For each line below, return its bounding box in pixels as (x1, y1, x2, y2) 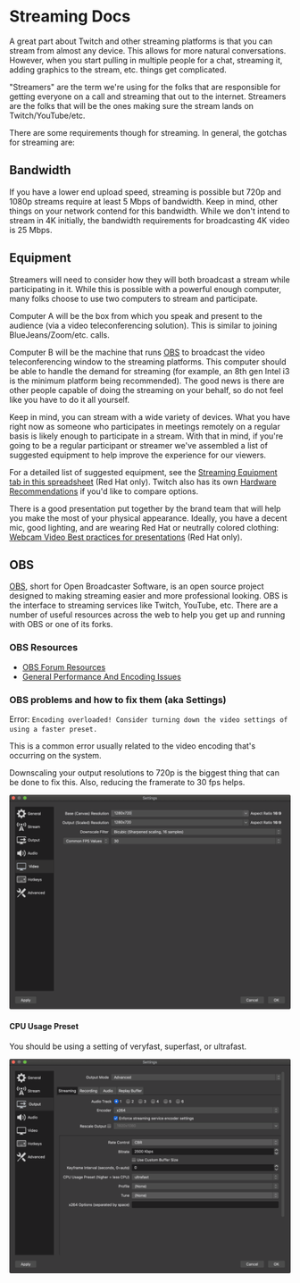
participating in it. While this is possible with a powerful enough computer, (9, 283, 281, 294)
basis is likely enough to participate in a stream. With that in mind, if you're (9, 431, 284, 441)
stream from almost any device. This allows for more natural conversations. (9, 45, 287, 55)
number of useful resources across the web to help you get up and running (9, 609, 286, 620)
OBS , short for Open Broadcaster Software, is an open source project (9, 581, 265, 591)
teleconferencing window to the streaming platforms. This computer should (9, 356, 287, 367)
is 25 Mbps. (9, 224, 53, 235)
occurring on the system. (9, 750, 102, 760)
